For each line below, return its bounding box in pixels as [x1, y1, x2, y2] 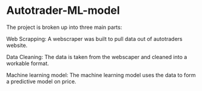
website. [6, 42, 28, 49]
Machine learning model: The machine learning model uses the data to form [6, 71, 196, 78]
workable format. [6, 60, 50, 67]
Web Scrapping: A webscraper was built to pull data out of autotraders [6, 35, 183, 42]
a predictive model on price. [6, 78, 77, 85]
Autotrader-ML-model [6, 4, 120, 17]
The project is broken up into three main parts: [6, 24, 123, 31]
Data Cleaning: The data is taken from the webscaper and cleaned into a [6, 53, 187, 60]
